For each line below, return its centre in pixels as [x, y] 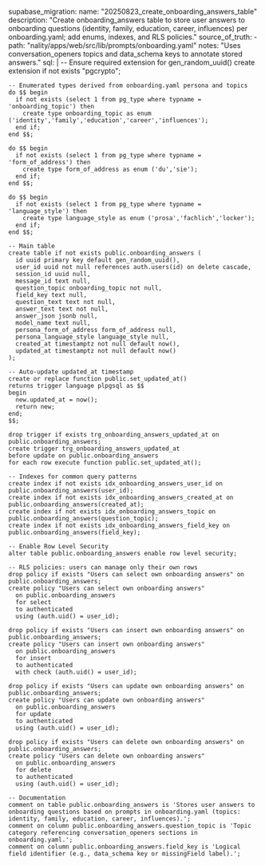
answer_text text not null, [62, 309]
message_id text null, [53, 281]
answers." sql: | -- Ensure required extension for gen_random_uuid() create [132, 62]
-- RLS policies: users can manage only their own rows [103, 567]
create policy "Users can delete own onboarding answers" [107, 756]
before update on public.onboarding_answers [83, 456]
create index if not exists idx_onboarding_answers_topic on [112, 512]
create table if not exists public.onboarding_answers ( [105, 253]
